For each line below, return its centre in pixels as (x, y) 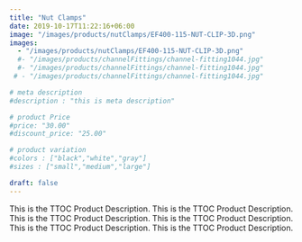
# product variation (48, 150)
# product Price (40, 117)
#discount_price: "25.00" (58, 134)
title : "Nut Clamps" (48, 18)
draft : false (34, 183)
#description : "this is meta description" (92, 101)
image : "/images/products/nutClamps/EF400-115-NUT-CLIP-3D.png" (133, 34)
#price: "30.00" (40, 125)
